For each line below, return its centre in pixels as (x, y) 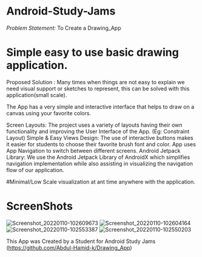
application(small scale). (37, 95)
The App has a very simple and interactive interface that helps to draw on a (100, 107)
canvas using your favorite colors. (49, 113)
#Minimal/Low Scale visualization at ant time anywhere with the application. (101, 182)
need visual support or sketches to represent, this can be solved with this (98, 88)
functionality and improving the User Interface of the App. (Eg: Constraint (98, 131)
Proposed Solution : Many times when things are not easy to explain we (96, 82)
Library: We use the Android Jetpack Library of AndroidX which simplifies (98, 157)
